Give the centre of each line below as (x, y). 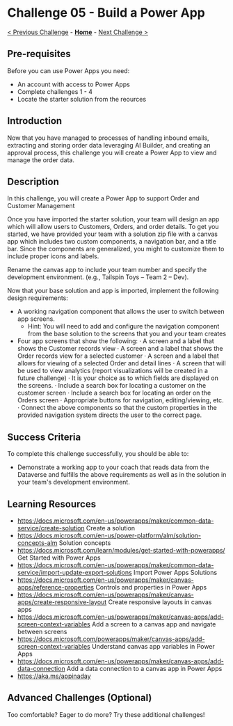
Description (33, 181)
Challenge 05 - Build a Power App (106, 13)
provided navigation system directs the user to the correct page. (110, 415)
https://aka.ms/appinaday (54, 676)
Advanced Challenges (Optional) (80, 698)
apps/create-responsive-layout (62, 602)
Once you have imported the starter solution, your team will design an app (113, 219)
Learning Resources (51, 504)
